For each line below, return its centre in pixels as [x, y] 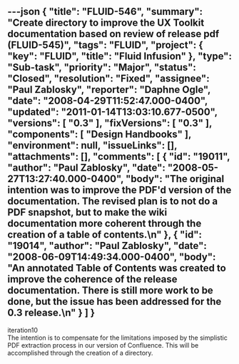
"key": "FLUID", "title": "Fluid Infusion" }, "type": [119, 56]
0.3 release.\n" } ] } [51, 313]
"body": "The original [175, 179]
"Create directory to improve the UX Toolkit [106, 23]
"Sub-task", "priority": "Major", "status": [102, 67]
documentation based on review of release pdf [113, 34]
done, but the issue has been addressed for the [115, 302]
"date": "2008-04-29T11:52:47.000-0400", [108, 101]
